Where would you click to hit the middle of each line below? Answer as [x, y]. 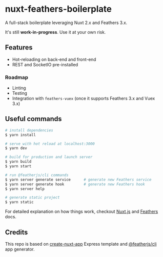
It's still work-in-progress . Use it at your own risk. [55, 32]
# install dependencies [29, 130]
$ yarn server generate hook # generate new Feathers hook [75, 184]
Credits [17, 232]
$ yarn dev [16, 148]
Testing [20, 93]
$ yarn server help [25, 189]
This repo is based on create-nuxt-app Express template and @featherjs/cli [81, 244]
